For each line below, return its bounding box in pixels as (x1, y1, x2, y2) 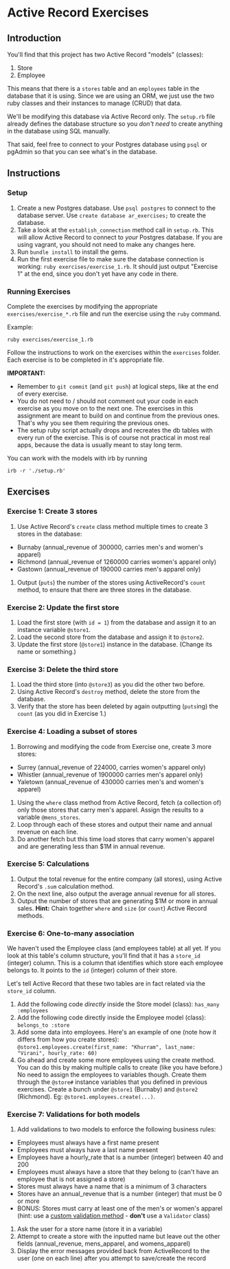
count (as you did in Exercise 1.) (16, 710, 106, 718)
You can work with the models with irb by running (7, 454, 148, 462)
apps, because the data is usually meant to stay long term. (16, 440, 183, 448)
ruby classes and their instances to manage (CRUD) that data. (7, 99, 182, 107)
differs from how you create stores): (16, 1035, 119, 1043)
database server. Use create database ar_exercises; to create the (16, 211, 206, 219)
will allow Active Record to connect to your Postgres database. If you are (16, 232, 223, 241)
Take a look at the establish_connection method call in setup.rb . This (16, 226, 214, 234)
